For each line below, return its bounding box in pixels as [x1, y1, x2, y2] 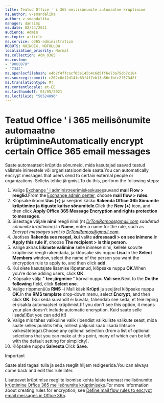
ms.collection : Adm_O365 [5, 52, 56, 58]
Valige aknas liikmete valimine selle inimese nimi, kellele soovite [12, 244, 143, 250]
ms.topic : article [5, 35, 43, 40]
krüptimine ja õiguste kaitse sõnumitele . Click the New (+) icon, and [12, 203, 151, 209]
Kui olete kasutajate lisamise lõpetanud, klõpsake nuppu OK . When [12, 265, 146, 271]
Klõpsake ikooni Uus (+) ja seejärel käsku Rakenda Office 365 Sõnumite [12, 198, 159, 204]
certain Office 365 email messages [5, 146, 151, 157]
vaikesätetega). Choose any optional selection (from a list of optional [12, 328, 150, 333]
